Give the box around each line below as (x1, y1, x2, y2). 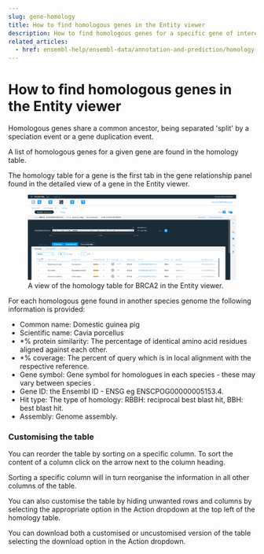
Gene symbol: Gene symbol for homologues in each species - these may (19, 370, 255, 379)
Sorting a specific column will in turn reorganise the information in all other (8, 473, 250, 482)
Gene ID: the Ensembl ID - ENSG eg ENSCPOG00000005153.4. (19, 386, 224, 396)
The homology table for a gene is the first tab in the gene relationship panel (8, 171, 252, 180)
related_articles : (8, 38, 68, 46)
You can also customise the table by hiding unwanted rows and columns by (8, 497, 252, 506)
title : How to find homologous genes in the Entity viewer (8, 20, 206, 29)
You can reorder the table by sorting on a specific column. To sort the (8, 449, 233, 459)
